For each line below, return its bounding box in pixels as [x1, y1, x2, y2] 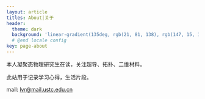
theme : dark [12, 26, 43, 32]
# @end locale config [12, 37, 67, 43]
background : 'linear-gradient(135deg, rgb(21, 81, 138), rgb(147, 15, [12, 32, 195, 38]
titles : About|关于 [6, 15, 54, 21]
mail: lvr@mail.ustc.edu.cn [6, 86, 73, 93]
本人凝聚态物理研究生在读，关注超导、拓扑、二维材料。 [6, 61, 145, 68]
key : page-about [6, 43, 48, 50]
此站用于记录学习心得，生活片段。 [6, 73, 92, 81]
